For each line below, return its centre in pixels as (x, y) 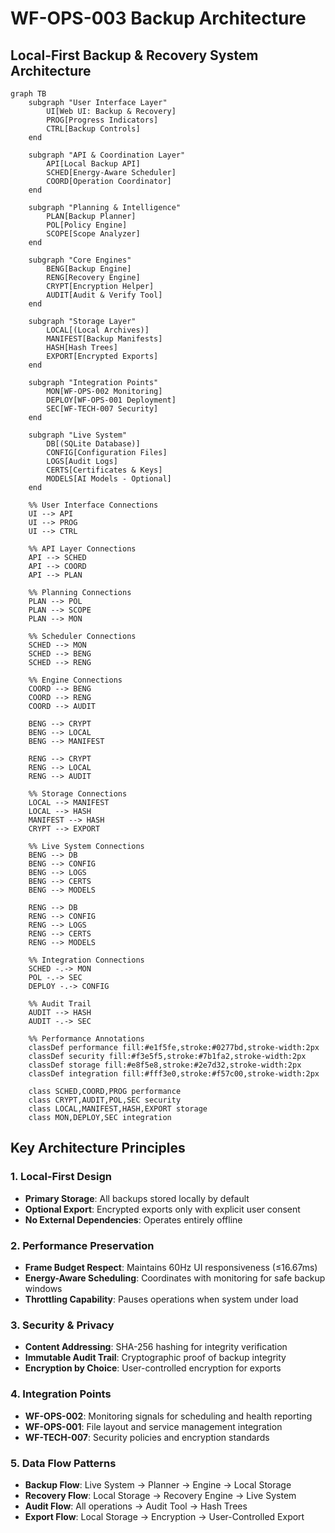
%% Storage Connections (78, 794)
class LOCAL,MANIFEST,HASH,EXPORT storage (118, 1109)
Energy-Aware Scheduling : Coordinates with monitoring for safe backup (175, 1278)
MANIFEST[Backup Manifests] (104, 339)
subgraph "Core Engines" (80, 260)
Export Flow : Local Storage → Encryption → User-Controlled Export (164, 1516)
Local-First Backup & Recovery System (134, 55)
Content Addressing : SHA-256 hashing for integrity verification (156, 1347)
